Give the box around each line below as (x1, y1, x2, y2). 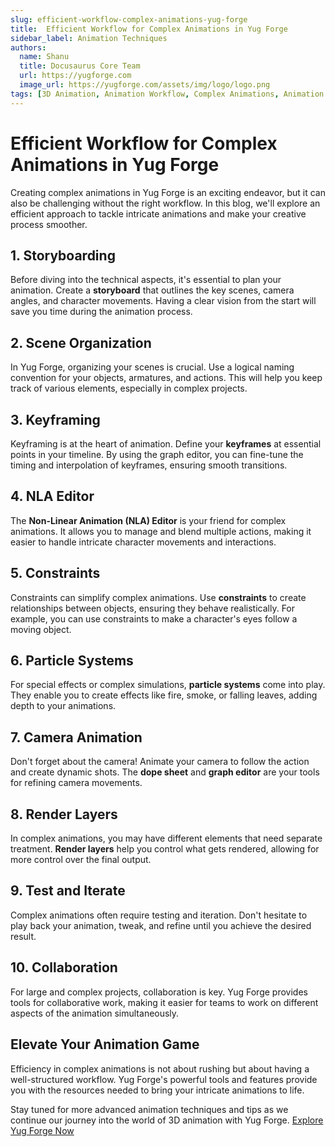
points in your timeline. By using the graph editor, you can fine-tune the (10, 449, 304, 460)
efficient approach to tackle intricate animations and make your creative (10, 207, 307, 220)
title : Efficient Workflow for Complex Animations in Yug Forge (10, 24, 288, 34)
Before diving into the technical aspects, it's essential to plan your (10, 274, 282, 286)
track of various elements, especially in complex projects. (10, 382, 248, 395)
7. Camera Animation (10, 729, 143, 746)
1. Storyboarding (10, 247, 116, 264)
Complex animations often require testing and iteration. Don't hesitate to (10, 909, 308, 921)
